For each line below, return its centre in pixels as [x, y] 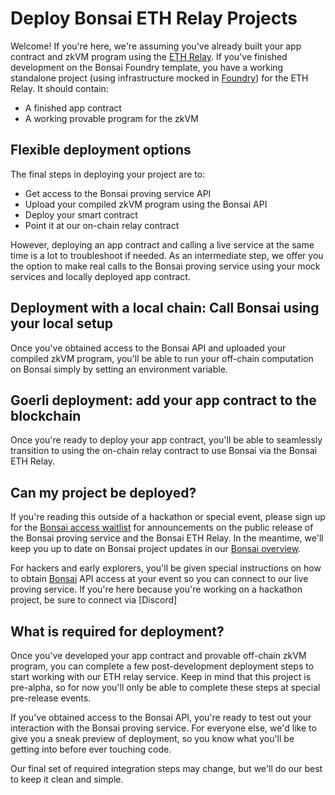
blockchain [46, 415]
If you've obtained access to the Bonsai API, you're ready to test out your [161, 717]
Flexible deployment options [101, 150]
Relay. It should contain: [59, 88]
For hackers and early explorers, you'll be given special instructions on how [166, 568]
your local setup [62, 323]
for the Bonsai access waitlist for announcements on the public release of [162, 528]
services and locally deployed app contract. [100, 276]
